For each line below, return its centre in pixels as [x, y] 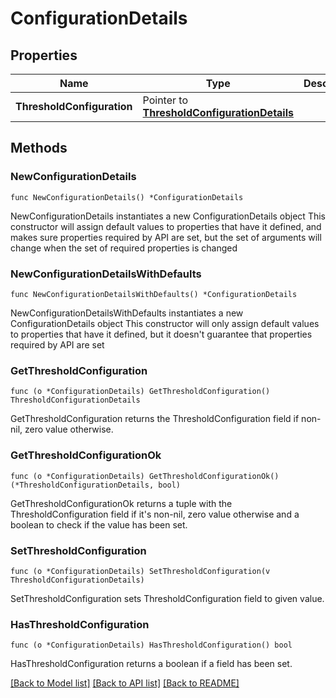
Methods [39, 148]
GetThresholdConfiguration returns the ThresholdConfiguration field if [155, 419]
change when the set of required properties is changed [124, 248]
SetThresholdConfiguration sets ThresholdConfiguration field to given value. [167, 598]
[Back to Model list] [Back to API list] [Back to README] [125, 683]
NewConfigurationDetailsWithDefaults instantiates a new [127, 313]
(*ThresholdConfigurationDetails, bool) [96, 485]
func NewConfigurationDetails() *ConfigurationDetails [127, 197]
